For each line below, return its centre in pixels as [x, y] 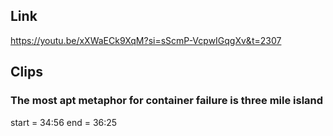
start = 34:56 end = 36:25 [64, 122]
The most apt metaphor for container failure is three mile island [167, 101]
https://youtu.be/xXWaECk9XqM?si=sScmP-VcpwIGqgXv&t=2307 [146, 40]
